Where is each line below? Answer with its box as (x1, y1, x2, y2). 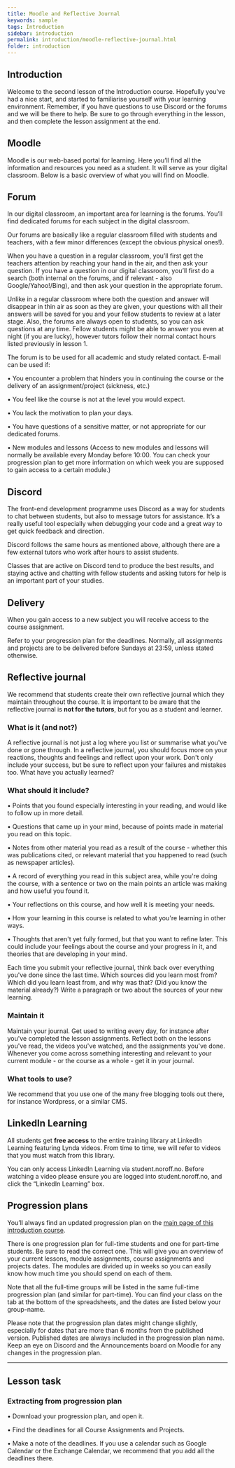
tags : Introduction (7, 23, 64, 30)
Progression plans (7, 1200, 89, 1212)
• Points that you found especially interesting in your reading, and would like (7, 801, 227, 810)
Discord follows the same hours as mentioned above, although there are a (7, 541, 220, 549)
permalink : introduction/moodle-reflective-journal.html (7, 36, 177, 43)
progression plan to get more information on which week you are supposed (7, 458, 225, 466)
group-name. (7, 1305, 45, 1313)
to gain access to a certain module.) (7, 466, 111, 474)
